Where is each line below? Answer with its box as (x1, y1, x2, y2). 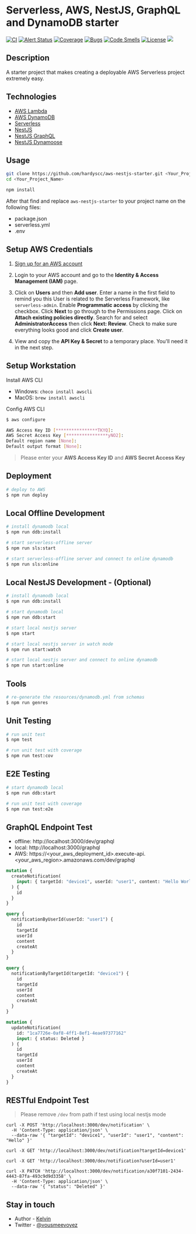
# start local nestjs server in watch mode (6, 641, 114, 647)
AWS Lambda (14, 107, 48, 114)
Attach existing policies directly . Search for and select (14, 314, 148, 321)
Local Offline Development (6, 508, 105, 518)
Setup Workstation (6, 361, 76, 371)
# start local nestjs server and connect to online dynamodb (6, 657, 158, 663)
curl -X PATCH (6, 1168, 41, 1174)
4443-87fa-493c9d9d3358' (6, 1174, 66, 1180)
